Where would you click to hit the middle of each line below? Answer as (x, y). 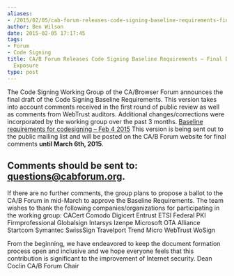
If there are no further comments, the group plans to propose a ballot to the (115, 193)
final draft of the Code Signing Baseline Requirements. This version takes (112, 99)
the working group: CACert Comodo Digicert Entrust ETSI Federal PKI (107, 215)
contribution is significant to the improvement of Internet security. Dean (110, 259)
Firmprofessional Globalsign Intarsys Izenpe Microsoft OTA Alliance (104, 223)
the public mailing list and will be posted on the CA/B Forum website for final (117, 136)
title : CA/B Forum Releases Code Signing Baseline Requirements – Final (115, 59)
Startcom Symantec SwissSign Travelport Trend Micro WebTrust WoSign (111, 230)
